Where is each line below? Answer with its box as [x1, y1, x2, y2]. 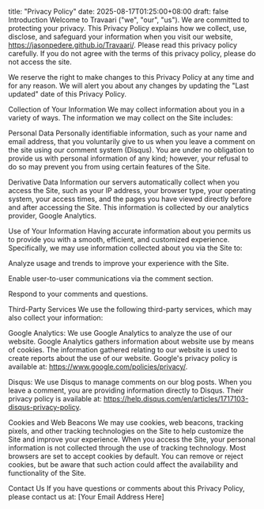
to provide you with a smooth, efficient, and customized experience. [8, 235, 230, 244]
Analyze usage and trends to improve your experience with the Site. [8, 259, 229, 268]
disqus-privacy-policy [8, 403, 80, 412]
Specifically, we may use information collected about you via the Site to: [8, 243, 243, 253]
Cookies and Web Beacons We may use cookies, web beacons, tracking [8, 418, 243, 427]
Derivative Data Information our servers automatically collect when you [8, 177, 239, 187]
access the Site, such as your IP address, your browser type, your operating [8, 186, 256, 195]
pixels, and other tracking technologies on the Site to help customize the [8, 427, 244, 435]
